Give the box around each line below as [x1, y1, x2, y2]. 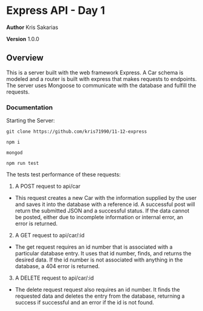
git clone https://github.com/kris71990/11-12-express [6, 129, 147, 135]
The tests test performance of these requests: [6, 171, 121, 178]
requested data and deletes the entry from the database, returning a [14, 292, 185, 300]
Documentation [6, 103, 53, 112]
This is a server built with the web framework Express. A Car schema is [6, 69, 184, 76]
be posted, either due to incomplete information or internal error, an [14, 214, 183, 221]
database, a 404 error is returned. [14, 263, 100, 270]
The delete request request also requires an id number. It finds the [14, 286, 180, 293]
